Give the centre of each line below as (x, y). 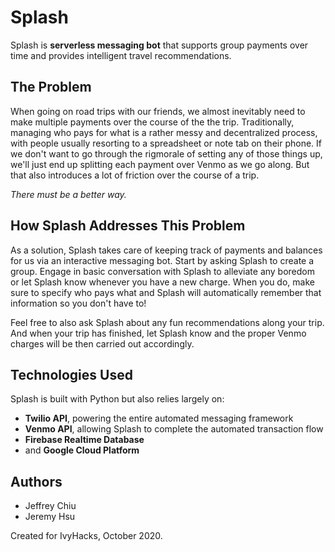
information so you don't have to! (78, 303)
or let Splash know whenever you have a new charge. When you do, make (162, 282)
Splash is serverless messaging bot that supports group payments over (159, 45)
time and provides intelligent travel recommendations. (121, 55)
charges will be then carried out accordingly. (102, 343)
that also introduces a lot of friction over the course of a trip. (135, 175)
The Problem (51, 87)
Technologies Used (71, 374)
